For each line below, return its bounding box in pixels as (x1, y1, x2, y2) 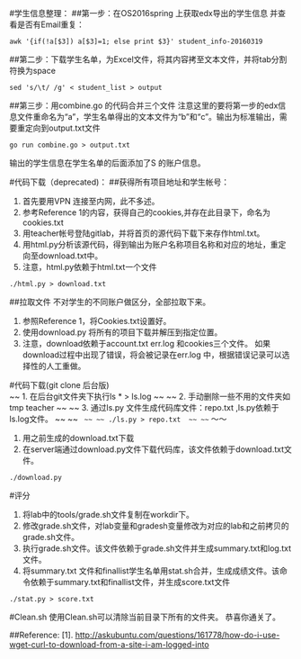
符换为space (9, 66, 57, 76)
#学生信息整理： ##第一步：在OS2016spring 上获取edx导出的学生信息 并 (9, 8, 279, 18)
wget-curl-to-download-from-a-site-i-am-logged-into (9, 639, 209, 650)
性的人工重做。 (30, 361, 86, 371)
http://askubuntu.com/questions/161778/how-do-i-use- (75, 629, 280, 640)
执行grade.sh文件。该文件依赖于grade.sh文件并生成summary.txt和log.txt (22, 543, 292, 554)
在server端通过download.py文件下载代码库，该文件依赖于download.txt (22, 444, 285, 455)
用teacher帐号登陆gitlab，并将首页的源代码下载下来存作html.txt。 (22, 228, 265, 239)
